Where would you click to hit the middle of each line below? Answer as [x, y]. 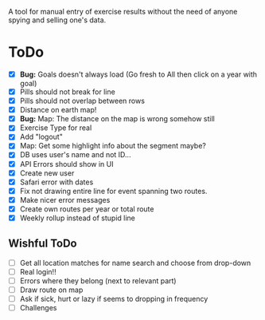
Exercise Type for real [56, 128]
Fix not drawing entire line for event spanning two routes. [113, 191]
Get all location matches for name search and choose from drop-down [135, 263]
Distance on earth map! [58, 110]
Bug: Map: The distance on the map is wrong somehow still [117, 119]
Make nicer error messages [65, 200]
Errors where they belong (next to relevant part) [98, 280]
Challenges [38, 308]
